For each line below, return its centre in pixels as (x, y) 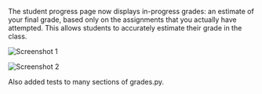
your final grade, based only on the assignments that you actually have (122, 20)
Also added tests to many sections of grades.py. (86, 82)
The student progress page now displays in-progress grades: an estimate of (131, 11)
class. (18, 36)
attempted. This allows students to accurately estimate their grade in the (125, 28)
